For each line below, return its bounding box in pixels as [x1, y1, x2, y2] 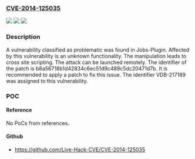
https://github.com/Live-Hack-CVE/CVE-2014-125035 [14, 146, 146, 153]
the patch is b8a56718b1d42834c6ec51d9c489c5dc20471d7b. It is [6, 65, 168, 72]
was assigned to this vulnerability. [6, 77, 88, 84]
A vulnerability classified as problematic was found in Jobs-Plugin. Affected [6, 46, 190, 53]
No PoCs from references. [6, 119, 69, 127]
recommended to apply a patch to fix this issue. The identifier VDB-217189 [6, 71, 186, 78]
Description [6, 33, 41, 41]
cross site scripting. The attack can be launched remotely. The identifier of [6, 59, 187, 66]
